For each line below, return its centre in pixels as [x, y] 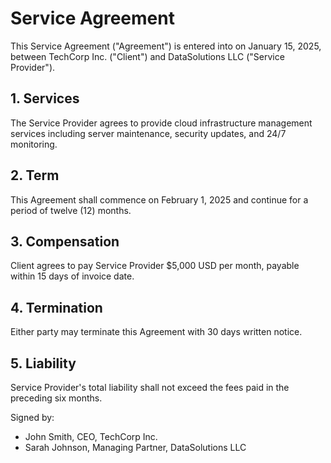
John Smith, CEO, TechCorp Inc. [91, 436]
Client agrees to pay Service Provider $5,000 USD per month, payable [155, 266]
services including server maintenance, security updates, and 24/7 [148, 133]
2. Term [35, 175]
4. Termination [56, 307]
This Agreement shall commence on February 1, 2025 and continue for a [159, 199]
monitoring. [34, 144]
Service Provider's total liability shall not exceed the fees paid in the [150, 387]
